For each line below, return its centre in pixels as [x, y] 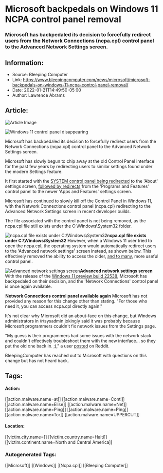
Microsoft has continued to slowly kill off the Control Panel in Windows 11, [79, 201]
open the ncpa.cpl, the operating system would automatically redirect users [81, 246]
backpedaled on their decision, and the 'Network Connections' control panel [82, 281]
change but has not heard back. [37, 361]
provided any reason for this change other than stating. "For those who [76, 301]
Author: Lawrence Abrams [38, 95]
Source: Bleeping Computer [40, 74]
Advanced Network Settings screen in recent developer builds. [68, 211]
